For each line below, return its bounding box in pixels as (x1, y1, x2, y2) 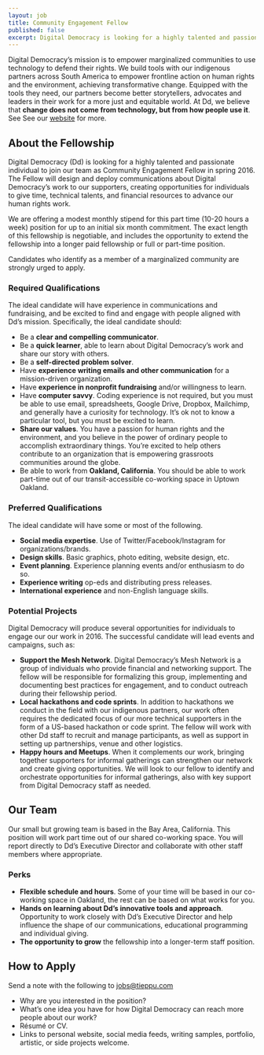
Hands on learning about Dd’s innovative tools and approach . (19, 904, 224, 913)
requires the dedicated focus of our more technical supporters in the (19, 714, 242, 723)
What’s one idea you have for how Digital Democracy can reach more (19, 1004, 244, 1013)
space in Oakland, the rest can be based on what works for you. (47, 895, 255, 905)
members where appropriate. (8, 849, 103, 858)
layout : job (8, 11, 47, 20)
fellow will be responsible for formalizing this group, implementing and (19, 672, 247, 681)
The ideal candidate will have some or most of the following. (8, 520, 203, 529)
